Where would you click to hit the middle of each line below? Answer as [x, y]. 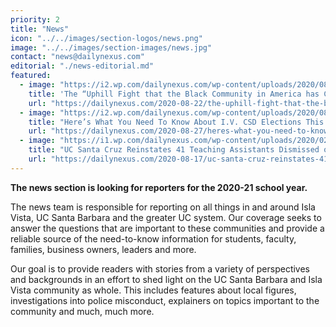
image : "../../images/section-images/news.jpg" [111, 47]
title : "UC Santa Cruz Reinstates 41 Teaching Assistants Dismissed [174, 150]
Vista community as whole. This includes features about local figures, [153, 290]
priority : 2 [35, 19]
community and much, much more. [82, 311]
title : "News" [40, 29]
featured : [31, 76]
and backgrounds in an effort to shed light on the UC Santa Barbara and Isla [166, 279]
